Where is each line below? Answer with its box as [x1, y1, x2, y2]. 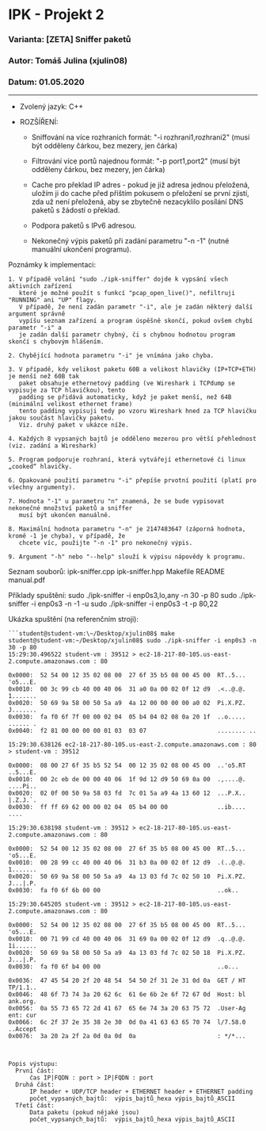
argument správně [8, 310, 66, 318]
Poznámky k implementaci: [8, 260, 97, 270]
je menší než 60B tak [8, 373, 80, 381]
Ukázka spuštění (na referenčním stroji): [8, 615, 139, 624]
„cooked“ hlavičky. [8, 462, 73, 471]
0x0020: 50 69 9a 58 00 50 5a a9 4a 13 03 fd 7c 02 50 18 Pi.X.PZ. [8, 949, 246, 957]
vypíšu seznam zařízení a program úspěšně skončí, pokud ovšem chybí [18, 317, 253, 325]
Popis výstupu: [8, 1060, 59, 1068]
